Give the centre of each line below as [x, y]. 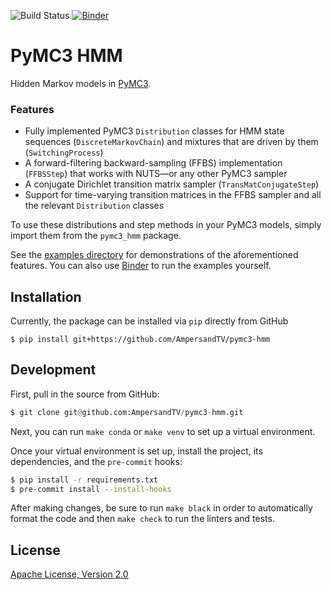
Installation [46, 296]
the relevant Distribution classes [94, 206]
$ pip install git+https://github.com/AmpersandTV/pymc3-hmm [140, 340]
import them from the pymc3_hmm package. [96, 236]
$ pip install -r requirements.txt [84, 480]
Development [53, 370]
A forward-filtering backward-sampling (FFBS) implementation [153, 163]
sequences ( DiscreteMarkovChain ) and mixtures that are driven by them [171, 142]
